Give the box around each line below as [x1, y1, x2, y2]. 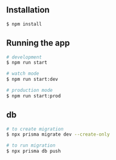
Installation [6, 5, 50, 15]
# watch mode [6, 71, 39, 77]
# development [6, 54, 43, 60]
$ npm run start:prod [6, 92, 61, 99]
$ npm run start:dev [6, 76, 59, 83]
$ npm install [6, 21, 43, 27]
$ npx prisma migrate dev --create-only [6, 131, 111, 137]
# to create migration [6, 126, 64, 132]
